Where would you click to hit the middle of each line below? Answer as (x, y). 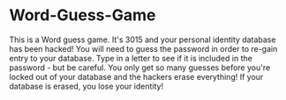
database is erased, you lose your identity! (87, 86)
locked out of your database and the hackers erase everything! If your (136, 76)
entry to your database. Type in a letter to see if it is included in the (131, 58)
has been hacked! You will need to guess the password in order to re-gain (143, 48)
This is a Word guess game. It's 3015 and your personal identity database (143, 39)
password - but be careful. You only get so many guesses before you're (140, 68)
